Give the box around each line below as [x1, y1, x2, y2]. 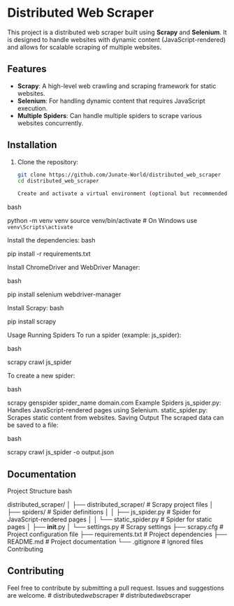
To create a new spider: [7, 372, 75, 380]
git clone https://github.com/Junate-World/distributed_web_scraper [17, 171, 221, 178]
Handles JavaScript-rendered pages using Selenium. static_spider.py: [7, 406, 208, 414]
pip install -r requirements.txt [7, 250, 91, 258]
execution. [17, 103, 48, 113]
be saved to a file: [7, 421, 59, 429]
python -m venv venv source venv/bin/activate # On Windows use [7, 217, 198, 225]
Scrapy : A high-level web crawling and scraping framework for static [17, 82, 217, 90]
